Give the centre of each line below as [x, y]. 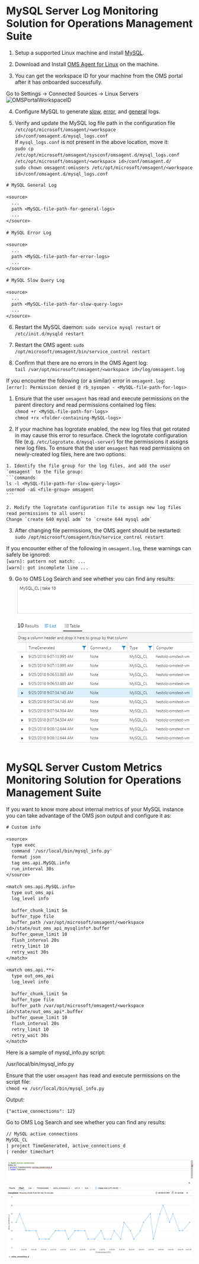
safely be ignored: [28, 554]
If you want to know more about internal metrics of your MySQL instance [95, 810]
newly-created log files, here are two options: [70, 454]
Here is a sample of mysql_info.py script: [56, 1053]
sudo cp [24, 149]
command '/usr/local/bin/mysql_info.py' [62, 851]
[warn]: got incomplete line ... [47, 567]
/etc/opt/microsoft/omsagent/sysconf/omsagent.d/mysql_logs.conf [97, 155]
